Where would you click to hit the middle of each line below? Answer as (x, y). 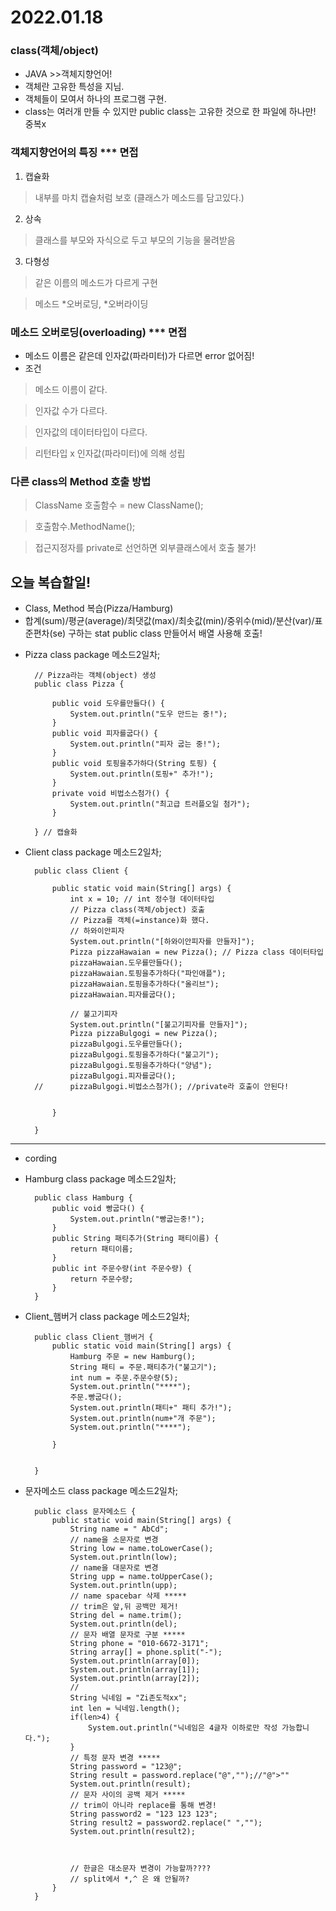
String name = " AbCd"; (119, 1529)
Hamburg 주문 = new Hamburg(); (133, 1357)
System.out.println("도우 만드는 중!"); (148, 714)
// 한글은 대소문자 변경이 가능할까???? (140, 1869)
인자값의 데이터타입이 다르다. (91, 432)
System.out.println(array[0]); (134, 1661)
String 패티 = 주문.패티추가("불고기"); (143, 1367)
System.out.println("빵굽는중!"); (137, 1219)
